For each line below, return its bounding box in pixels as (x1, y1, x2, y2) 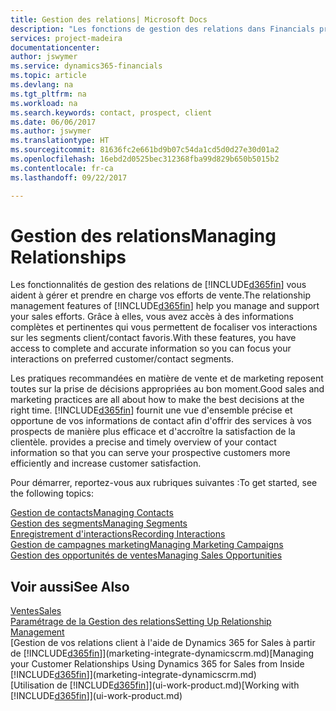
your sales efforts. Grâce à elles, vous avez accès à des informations (10, 311, 294, 323)
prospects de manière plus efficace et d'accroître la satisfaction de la (10, 426, 296, 438)
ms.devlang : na (10, 80, 74, 90)
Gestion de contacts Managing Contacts (10, 507, 174, 519)
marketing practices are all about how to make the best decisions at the (10, 394, 305, 406)
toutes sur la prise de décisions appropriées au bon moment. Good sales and (10, 383, 325, 395)
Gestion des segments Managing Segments (10, 517, 188, 530)
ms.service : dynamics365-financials (10, 61, 163, 71)
